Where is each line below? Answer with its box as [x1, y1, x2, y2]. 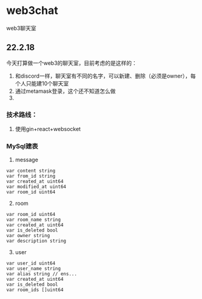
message [15, 156, 38, 164]
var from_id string [6, 173, 56, 180]
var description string [6, 238, 67, 244]
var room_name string [6, 217, 61, 223]
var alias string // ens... [6, 271, 78, 277]
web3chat [6, 4, 59, 18]
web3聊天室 [6, 24, 36, 32]
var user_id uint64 [6, 260, 56, 267]
